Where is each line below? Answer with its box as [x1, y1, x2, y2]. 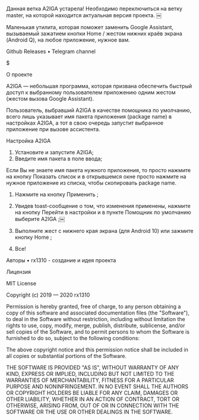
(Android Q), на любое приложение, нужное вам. [6, 36, 131, 43]
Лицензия [6, 268, 31, 275]
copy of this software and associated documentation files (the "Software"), [6, 309, 190, 316]
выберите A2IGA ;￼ [14, 216, 65, 222]
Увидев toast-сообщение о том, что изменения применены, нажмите [14, 203, 191, 209]
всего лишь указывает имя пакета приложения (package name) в [6, 113, 172, 120]
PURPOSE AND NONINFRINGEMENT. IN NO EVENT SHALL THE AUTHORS [6, 383, 189, 390]
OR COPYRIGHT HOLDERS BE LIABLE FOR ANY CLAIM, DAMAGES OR [6, 390, 178, 396]
